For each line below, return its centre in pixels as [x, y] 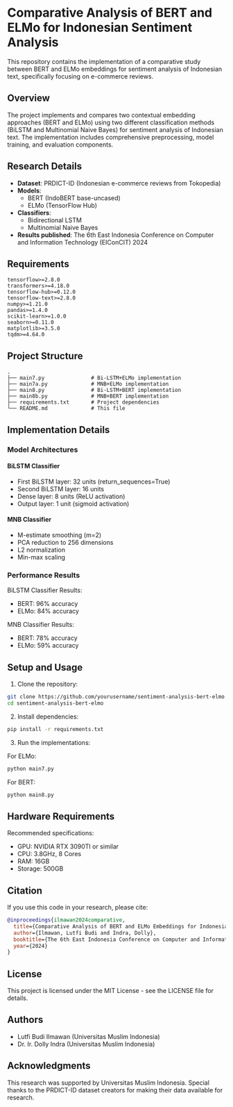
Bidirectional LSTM [54, 220]
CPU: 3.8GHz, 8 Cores [49, 854]
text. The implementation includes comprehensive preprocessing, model [111, 137]
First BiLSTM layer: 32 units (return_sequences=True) [94, 482]
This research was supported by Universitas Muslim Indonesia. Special [109, 1083]
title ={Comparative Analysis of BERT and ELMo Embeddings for [105, 926]
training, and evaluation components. [60, 145]
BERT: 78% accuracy [47, 638]
